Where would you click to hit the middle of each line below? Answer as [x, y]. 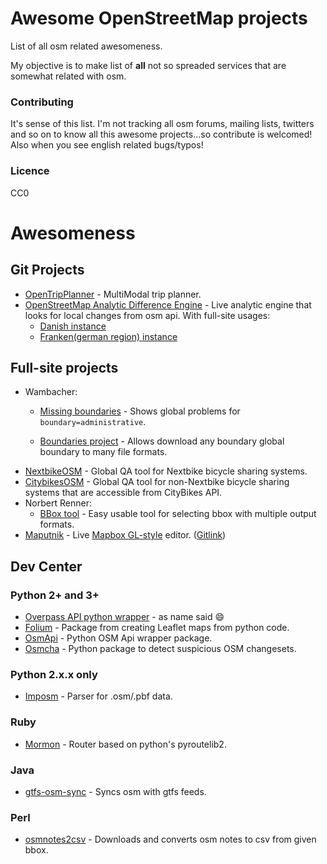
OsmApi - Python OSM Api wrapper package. [118, 638]
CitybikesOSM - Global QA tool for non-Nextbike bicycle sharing [157, 482]
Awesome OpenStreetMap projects [159, 18]
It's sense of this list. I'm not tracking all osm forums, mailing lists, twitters [162, 124]
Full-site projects [64, 367]
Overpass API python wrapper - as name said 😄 [124, 617]
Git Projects [47, 270]
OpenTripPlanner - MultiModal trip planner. [113, 294]
